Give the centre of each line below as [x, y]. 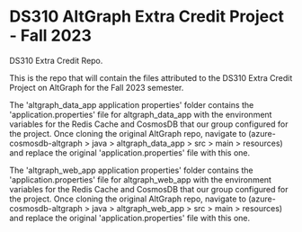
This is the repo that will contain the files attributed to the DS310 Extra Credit [151, 77]
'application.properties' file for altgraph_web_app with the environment [141, 179]
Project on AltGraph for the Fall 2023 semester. [97, 87]
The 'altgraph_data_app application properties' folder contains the [132, 104]
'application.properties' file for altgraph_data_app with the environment [141, 114]
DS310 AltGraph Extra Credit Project [147, 17]
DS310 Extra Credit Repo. [56, 60]
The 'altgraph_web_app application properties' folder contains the [131, 170]
